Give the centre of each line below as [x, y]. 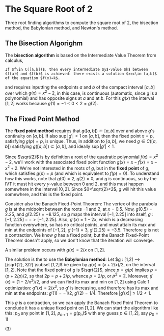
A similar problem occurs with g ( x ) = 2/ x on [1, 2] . [55, 250]
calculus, [14, 60]
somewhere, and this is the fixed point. [44, 194]
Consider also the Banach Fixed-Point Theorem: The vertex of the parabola [81, 204]
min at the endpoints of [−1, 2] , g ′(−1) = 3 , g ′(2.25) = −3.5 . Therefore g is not [82, 230]
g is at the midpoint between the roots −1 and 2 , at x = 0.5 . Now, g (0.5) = [79, 209]
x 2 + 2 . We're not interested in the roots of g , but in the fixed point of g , [77, 168]
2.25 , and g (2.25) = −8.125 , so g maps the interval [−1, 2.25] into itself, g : [79, 214]
